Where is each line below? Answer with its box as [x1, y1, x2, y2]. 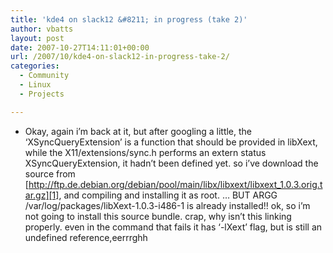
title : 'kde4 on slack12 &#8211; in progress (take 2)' [10, 14, 248, 25]
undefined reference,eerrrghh [24, 231, 148, 243]
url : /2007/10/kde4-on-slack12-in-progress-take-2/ [10, 52, 230, 62]
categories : [10, 61, 60, 71]
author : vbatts [10, 24, 74, 34]
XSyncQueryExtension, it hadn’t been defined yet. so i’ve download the [24, 157, 319, 169]
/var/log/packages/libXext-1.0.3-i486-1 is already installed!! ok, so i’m [24, 199, 311, 211]
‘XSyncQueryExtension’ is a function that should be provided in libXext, [24, 136, 318, 148]
